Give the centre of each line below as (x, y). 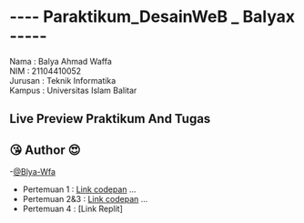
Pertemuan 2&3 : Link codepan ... (85, 199)
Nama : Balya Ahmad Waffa (61, 61)
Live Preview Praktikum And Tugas (110, 119)
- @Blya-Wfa (33, 172)
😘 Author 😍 (45, 150)
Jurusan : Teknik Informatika (63, 80)
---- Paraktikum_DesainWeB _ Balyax (152, 17)
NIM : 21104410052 (46, 71)
